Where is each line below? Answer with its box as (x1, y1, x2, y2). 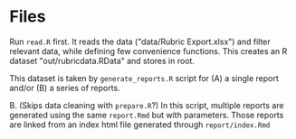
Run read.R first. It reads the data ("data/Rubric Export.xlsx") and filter (9, 36, 272, 47)
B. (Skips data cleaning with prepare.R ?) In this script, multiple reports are (9, 99, 284, 110)
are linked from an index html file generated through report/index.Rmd (9, 119, 271, 130)
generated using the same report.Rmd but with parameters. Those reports (9, 109, 284, 120)
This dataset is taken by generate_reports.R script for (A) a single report (9, 72, 279, 83)
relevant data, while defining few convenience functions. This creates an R (9, 45, 288, 56)
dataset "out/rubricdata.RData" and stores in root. (9, 55, 195, 66)
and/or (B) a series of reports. (9, 82, 120, 93)
